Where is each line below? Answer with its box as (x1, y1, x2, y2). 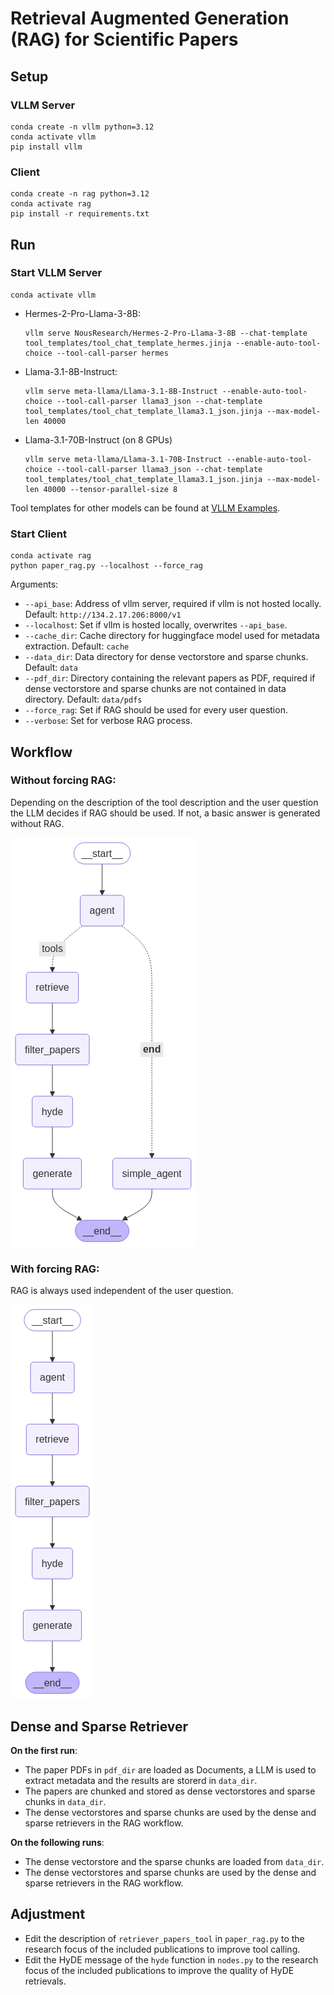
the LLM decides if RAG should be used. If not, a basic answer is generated (10, 807, 321, 819)
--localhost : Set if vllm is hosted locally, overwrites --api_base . (24, 619, 288, 631)
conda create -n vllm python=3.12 (10, 122, 155, 132)
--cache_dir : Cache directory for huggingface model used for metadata (24, 630, 320, 642)
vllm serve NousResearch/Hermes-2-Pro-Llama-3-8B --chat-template (24, 328, 308, 338)
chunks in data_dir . (24, 1795, 107, 1807)
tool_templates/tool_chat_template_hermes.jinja (24, 338, 232, 348)
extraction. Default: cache (24, 640, 130, 652)
